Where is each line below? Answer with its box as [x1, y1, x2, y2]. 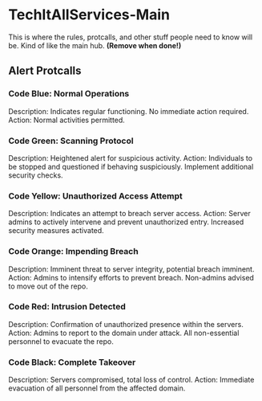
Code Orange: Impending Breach [8, 246, 139, 257]
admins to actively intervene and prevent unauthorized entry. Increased [8, 217, 244, 227]
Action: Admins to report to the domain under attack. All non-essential [8, 328, 240, 338]
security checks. [8, 170, 63, 180]
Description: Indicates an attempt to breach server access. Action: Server [8, 209, 251, 219]
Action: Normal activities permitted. [8, 115, 126, 125]
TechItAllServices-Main [8, 6, 171, 24]
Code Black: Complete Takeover [8, 356, 136, 367]
